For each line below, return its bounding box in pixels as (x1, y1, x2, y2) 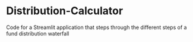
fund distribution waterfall (6, 30, 69, 37)
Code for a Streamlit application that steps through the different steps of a (6, 24, 187, 31)
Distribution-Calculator (6, 4, 124, 18)
